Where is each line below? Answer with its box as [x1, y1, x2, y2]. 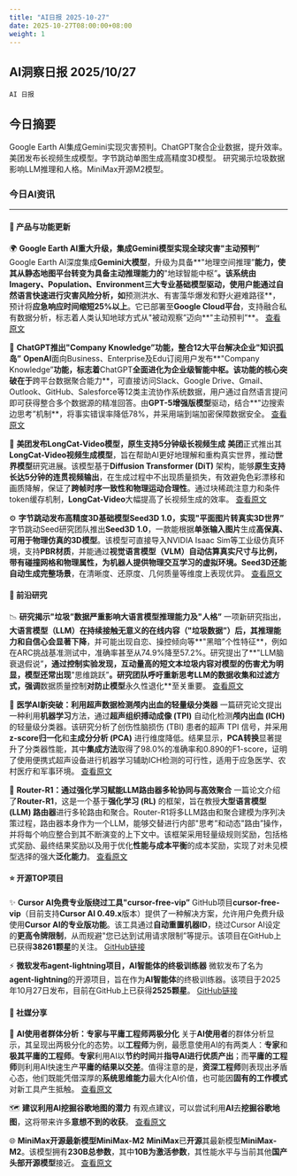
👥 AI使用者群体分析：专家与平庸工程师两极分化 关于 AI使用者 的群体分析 [9, 1029, 267, 1040]
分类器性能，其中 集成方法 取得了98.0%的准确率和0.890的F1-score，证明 [24, 744, 288, 754]
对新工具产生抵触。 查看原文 [9, 1084, 112, 1094]
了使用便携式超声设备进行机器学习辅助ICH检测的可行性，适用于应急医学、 [9, 754, 278, 765]
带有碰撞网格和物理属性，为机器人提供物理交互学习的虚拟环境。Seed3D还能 [9, 557, 287, 567]
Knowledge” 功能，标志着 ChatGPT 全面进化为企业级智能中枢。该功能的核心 [9, 364, 280, 375]
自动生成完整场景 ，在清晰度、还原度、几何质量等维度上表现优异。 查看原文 [9, 568, 283, 579]
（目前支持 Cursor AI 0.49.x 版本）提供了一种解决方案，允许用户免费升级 [20, 907, 285, 918]
